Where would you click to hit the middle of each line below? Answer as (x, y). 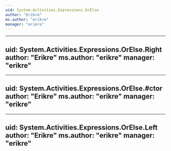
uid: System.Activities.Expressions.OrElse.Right (84, 50)
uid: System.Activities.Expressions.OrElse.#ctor (84, 89)
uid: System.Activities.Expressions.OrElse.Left (81, 128)
